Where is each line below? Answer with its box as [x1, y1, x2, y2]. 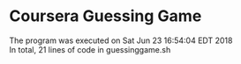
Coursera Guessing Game [9, 6, 202, 26]
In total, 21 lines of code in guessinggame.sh [9, 44, 171, 54]
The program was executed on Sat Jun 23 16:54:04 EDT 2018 [9, 35, 233, 46]
